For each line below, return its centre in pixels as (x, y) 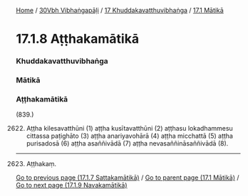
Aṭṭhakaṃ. (41, 164)
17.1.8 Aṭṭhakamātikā (77, 39)
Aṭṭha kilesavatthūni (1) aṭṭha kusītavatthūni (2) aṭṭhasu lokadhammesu (129, 129)
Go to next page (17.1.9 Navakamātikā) (72, 185)
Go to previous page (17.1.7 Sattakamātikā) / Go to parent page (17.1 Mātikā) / (128, 178)
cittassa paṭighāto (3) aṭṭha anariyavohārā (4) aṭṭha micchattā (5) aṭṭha (129, 136)
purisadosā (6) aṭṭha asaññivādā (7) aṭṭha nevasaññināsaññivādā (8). (127, 143)
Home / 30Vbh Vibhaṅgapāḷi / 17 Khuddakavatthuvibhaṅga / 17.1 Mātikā (120, 10)
